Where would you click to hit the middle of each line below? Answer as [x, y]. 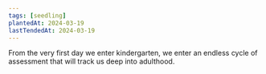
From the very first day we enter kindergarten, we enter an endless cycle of [133, 53]
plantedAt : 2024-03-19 [46, 23]
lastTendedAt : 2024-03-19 [51, 30]
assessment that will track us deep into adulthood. [92, 61]
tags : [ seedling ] [37, 16]
